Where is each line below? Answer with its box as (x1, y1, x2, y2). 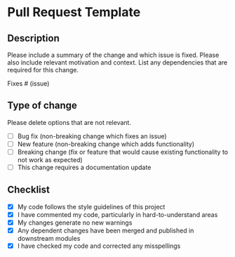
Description (7, 32, 60, 44)
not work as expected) (17, 156, 83, 164)
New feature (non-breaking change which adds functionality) (17, 140, 195, 148)
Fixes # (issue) (7, 79, 50, 88)
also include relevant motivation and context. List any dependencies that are (7, 58, 228, 67)
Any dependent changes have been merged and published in (17, 226, 194, 235)
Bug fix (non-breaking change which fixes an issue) (17, 131, 167, 140)
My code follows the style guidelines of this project (17, 202, 166, 211)
